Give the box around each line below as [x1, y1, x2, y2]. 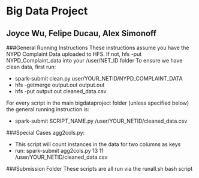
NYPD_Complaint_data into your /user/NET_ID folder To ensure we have [6, 57, 183, 64]
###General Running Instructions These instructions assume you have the [6, 44, 189, 51]
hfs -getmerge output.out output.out [14, 81, 105, 88]
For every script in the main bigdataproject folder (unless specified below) [6, 99, 189, 106]
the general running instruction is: [6, 106, 90, 112]
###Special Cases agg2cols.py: [6, 129, 85, 136]
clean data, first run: [6, 63, 56, 70]
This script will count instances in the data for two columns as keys [14, 141, 181, 148]
